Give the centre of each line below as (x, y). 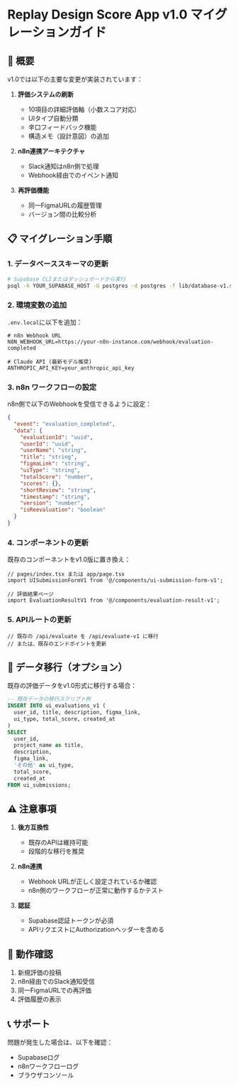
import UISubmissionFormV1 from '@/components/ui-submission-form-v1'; (115, 581)
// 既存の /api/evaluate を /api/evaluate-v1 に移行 (83, 636)
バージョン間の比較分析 (62, 214)
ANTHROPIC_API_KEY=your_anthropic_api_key (71, 368)
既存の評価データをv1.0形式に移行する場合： (72, 686)
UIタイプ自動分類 (53, 118)
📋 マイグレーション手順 (60, 239)
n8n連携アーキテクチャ (51, 151)
